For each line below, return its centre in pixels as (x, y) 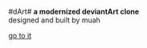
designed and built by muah (54, 20)
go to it (20, 36)
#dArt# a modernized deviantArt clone (74, 12)
